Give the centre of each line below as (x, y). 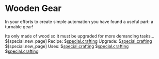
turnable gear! (19, 26)
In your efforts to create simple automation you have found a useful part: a (79, 22)
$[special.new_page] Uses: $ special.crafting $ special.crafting (67, 46)
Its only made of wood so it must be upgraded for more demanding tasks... (80, 36)
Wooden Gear (33, 8)
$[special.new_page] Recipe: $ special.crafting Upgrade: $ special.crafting (79, 41)
